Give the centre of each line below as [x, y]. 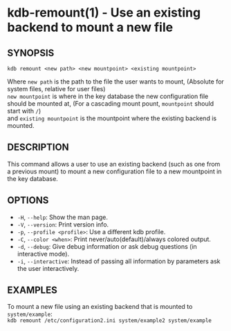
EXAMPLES [32, 291]
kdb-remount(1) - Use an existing [104, 13]
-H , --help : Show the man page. [63, 217]
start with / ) [24, 111]
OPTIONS [28, 201]
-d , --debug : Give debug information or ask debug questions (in [107, 246]
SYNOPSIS [31, 53]
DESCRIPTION [38, 148]
